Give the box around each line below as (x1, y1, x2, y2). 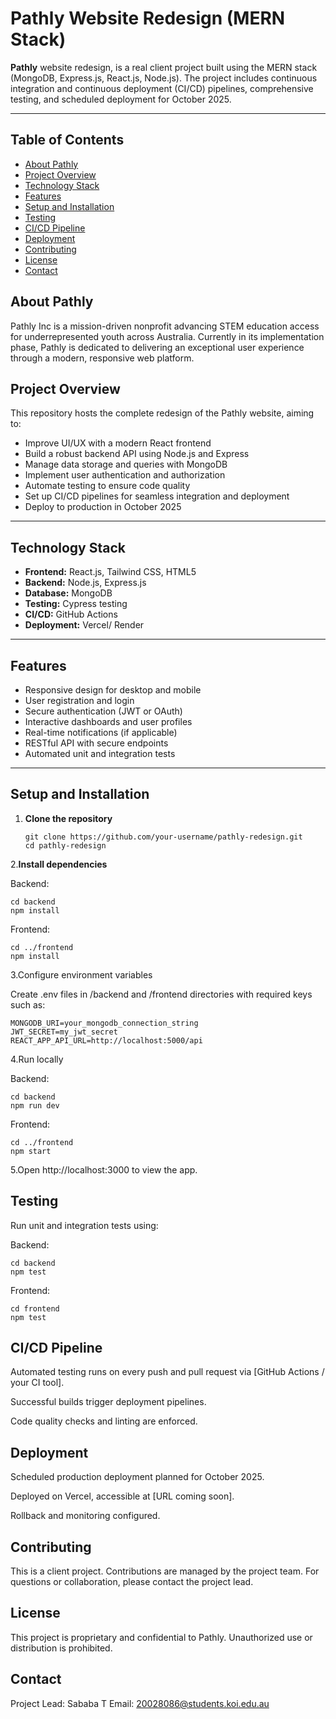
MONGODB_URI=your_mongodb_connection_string (10, 1018, 199, 1028)
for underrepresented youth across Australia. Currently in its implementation (10, 330, 325, 342)
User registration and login (24, 695, 135, 706)
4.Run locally (10, 1053, 64, 1065)
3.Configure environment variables (10, 968, 153, 981)
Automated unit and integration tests (24, 748, 176, 759)
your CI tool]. (10, 1377, 65, 1389)
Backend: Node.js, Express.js (24, 577, 147, 589)
